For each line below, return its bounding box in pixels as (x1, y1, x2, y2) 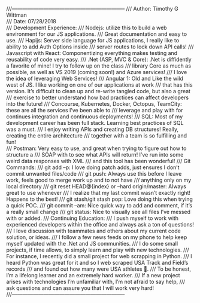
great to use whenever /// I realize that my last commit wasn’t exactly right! (6, 189, 190, 196)
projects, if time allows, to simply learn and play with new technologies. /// (6, 246, 189, 253)
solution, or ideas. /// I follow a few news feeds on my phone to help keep (6, 234, 187, 241)
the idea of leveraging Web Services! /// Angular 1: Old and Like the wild (6, 75, 184, 82)
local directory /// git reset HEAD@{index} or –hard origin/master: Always (6, 183, 187, 190)
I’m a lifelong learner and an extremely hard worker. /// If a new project (6, 272, 181, 278)
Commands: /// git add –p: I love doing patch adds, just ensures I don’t (6, 164, 180, 171)
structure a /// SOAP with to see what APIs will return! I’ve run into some (6, 151, 184, 158)
